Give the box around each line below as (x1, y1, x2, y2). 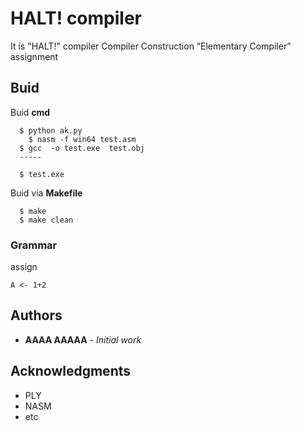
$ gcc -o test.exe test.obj (19, 143, 145, 153)
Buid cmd (10, 106, 51, 118)
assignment (10, 50, 59, 62)
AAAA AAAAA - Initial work (24, 333, 142, 346)
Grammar (10, 238, 58, 252)
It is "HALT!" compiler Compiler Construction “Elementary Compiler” (10, 40, 292, 52)
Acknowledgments (10, 363, 132, 380)
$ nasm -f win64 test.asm (28, 134, 137, 144)
